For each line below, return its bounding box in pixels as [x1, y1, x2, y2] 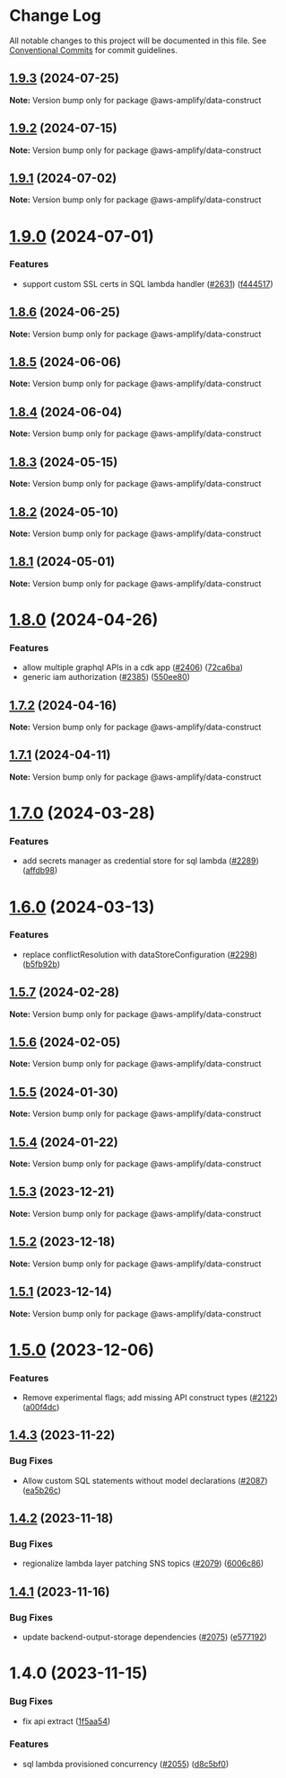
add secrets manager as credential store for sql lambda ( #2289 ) [22, 855, 260, 866]
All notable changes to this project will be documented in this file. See [9, 35, 267, 46]
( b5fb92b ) [22, 959, 61, 969]
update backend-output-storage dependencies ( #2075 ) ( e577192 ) [22, 1631, 267, 1642]
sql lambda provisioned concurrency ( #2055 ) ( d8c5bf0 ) [22, 1758, 230, 1769]
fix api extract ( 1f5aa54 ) [22, 1715, 111, 1727]
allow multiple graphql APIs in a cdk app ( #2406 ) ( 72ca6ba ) [22, 662, 244, 673]
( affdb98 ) [22, 865, 58, 876]
